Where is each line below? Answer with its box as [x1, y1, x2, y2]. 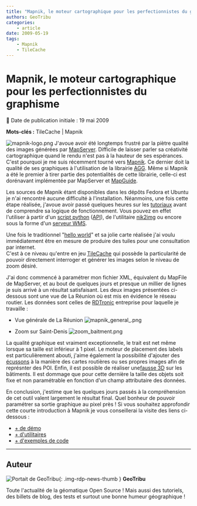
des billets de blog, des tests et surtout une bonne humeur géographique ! [6, 492, 186, 500]
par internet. [6, 244, 36, 251]
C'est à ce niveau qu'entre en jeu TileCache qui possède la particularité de [6, 249, 186, 257]
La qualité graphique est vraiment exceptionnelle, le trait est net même [6, 339, 176, 346]
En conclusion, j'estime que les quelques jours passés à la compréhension [6, 388, 186, 395]
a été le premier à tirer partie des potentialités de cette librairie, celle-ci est [6, 171, 186, 178]
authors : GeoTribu [6, 14, 51, 20]
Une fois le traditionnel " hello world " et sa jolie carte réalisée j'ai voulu [6, 231, 175, 238]
